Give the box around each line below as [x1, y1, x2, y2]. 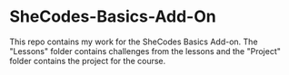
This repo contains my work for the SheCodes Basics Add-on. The [9, 36, 258, 47]
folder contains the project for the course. [9, 55, 166, 66]
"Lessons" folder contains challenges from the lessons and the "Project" [9, 45, 282, 56]
